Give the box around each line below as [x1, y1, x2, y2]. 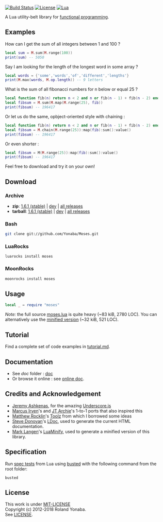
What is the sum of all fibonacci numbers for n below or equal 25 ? [5, 87, 138, 92]
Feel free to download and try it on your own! [5, 163, 95, 170]
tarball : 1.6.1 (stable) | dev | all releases [12, 209, 90, 214]
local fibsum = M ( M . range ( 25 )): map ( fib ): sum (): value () [5, 150, 118, 155]
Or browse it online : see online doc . [12, 376, 84, 382]
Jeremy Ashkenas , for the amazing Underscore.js [12, 402, 112, 408]
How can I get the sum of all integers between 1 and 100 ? [5, 41, 120, 47]
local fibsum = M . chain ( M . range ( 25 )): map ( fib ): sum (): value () [5, 127, 131, 132]
